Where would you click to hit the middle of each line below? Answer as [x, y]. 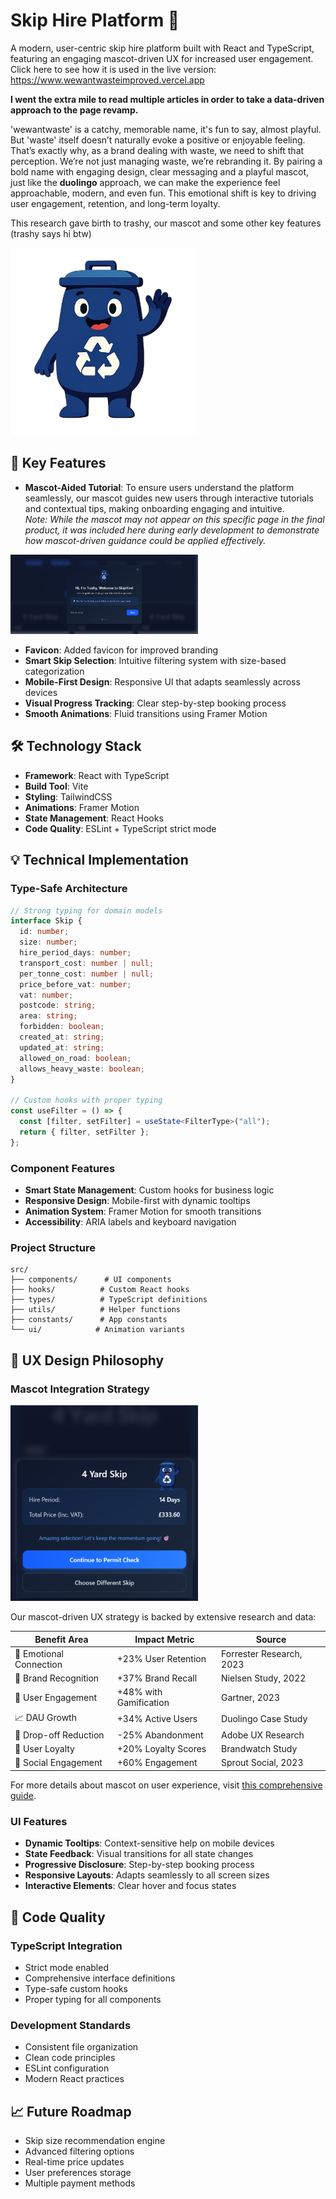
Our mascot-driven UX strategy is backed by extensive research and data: [163, 1617]
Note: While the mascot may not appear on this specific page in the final [174, 519]
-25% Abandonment [160, 1735]
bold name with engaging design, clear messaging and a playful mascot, [160, 171]
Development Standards [71, 2025]
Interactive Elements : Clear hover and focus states [130, 1886]
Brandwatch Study [259, 1749]
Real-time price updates [74, 2162]
